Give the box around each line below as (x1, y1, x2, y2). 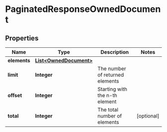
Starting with (97, 86, 128, 93)
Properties (5, 34, 39, 42)
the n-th (97, 92, 118, 99)
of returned (97, 71, 124, 78)
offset (7, 92, 22, 99)
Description (100, 49, 129, 55)
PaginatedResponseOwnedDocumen (5, 3, 161, 15)
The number (97, 65, 126, 72)
